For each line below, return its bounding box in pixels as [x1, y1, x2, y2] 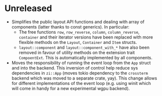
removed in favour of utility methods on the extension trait [18, 49, 135, 55]
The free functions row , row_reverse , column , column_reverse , [18, 29, 140, 35]
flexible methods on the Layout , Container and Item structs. [18, 39, 137, 45]
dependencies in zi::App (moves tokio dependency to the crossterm [11, 70, 148, 76]
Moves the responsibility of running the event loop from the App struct [11, 60, 151, 66]
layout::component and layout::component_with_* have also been [18, 44, 150, 50]
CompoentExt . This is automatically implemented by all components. [18, 55, 153, 60]
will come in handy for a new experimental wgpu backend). [11, 85, 130, 91]
